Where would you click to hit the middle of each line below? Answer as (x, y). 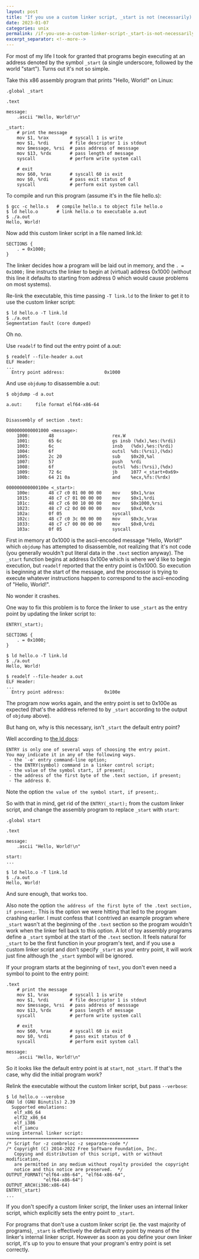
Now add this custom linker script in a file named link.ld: (74, 233)
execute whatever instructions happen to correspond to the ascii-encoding (97, 578)
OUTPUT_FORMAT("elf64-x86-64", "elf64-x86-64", (66, 1175)
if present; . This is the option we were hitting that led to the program (91, 911)
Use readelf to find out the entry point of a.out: (64, 346)
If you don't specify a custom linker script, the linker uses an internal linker (97, 1206)
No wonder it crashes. (33, 596)
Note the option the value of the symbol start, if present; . (82, 792)
